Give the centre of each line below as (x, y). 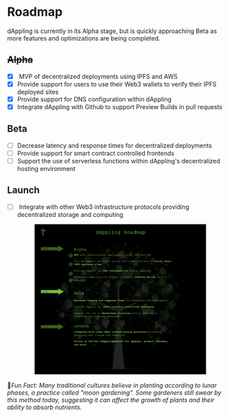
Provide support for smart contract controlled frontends (96, 153)
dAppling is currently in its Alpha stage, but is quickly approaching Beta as (112, 31)
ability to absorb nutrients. (45, 407)
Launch (23, 190)
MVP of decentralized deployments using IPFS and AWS (98, 76)
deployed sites (38, 92)
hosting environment (46, 169)
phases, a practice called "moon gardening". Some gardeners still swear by (114, 393)
